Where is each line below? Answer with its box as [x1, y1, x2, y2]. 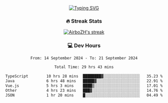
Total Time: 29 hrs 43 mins [54, 64, 114, 70]
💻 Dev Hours [67, 42, 101, 49]
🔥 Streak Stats [66, 17, 102, 24]
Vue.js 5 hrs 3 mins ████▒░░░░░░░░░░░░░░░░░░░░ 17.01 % [5, 83, 163, 88]
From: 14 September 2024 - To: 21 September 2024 [30, 55, 138, 60]
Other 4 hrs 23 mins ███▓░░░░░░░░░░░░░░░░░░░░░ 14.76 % [5, 88, 163, 93]
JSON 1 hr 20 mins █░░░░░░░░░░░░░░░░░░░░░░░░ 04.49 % [5, 92, 163, 98]
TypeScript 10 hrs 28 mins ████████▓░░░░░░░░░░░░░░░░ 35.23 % [5, 74, 163, 79]
